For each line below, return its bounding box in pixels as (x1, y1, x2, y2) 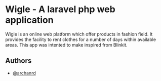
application (5, 14, 54, 26)
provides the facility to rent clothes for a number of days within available (5, 36, 156, 43)
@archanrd (12, 70, 36, 76)
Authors (5, 57, 32, 65)
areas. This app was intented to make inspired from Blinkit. (5, 42, 128, 48)
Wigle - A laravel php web (5, 4, 115, 15)
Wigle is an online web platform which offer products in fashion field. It (5, 31, 153, 37)
